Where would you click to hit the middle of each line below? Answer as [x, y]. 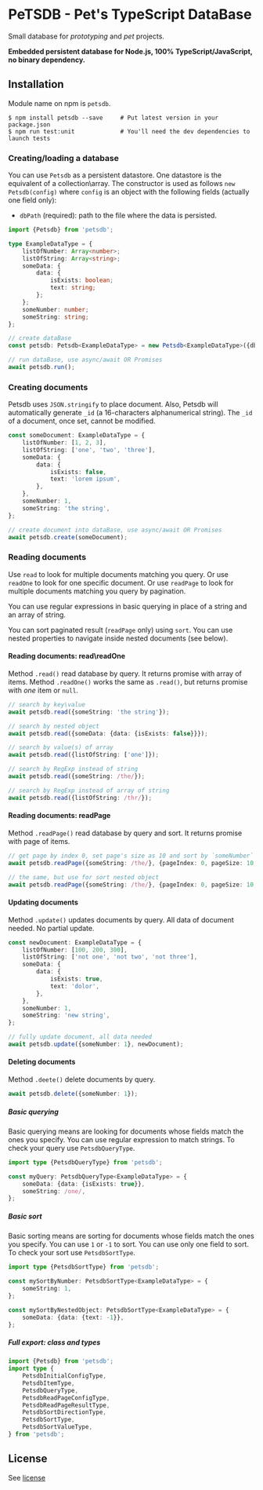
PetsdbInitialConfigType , [65, 1376]
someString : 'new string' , [66, 1015]
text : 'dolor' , [75, 986]
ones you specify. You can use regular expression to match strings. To [121, 1139]
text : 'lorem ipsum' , [85, 479]
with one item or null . [43, 690]
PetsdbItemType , [49, 1383]
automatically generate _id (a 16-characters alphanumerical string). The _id [130, 413]
